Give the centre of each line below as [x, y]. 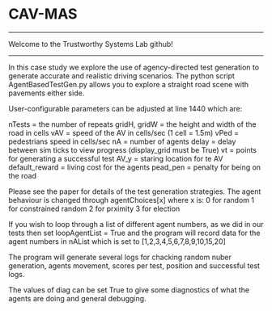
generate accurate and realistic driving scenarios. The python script [121, 76]
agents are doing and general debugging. [78, 298]
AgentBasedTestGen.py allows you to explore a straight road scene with [129, 84]
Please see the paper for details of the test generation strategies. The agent [135, 191]
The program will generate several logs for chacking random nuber [120, 257]
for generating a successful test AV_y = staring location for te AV [116, 158]
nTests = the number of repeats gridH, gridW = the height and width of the [132, 124]
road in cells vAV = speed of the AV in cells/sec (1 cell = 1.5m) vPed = [123, 132]
